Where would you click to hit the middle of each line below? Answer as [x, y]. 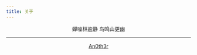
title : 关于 [20, 11]
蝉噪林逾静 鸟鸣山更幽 [98, 29]
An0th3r [98, 46]
